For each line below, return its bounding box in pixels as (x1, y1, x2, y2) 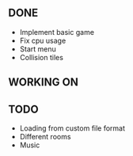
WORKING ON (8, 75, 79, 89)
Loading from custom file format (19, 124, 125, 133)
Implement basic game (19, 27, 95, 36)
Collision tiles (19, 52, 63, 62)
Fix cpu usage (19, 36, 66, 45)
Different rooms (19, 132, 71, 142)
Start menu (19, 44, 57, 54)
